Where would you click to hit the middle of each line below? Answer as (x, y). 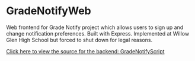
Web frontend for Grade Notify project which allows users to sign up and (95, 27)
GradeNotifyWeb (49, 11)
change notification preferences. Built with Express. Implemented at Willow (98, 33)
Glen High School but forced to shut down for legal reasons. (79, 40)
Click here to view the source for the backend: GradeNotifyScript (85, 51)
